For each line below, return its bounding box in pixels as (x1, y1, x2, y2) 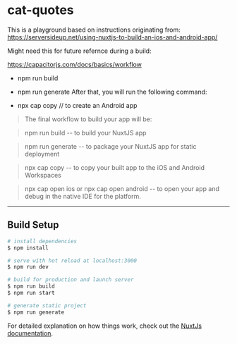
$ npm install (7, 244, 49, 252)
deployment (24, 149, 60, 158)
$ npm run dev (7, 264, 49, 271)
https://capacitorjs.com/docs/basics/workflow (7, 60, 142, 68)
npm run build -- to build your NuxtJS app (24, 128, 147, 137)
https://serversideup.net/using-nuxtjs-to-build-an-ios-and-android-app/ (7, 32, 218, 41)
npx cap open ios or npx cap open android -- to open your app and (24, 184, 220, 192)
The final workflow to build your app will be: (24, 115, 152, 123)
